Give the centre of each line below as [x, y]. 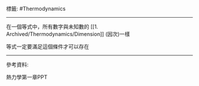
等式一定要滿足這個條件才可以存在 [48, 47]
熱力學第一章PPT [27, 77]
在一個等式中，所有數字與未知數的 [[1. [52, 27]
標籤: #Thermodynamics [36, 9]
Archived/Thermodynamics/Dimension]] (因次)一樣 [68, 34]
